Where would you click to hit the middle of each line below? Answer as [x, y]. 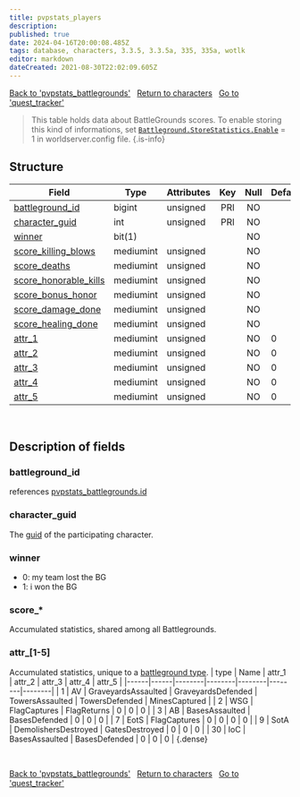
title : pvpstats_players [55, 17]
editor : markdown [42, 59]
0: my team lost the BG [64, 577]
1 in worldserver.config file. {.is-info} [98, 139]
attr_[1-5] [30, 653]
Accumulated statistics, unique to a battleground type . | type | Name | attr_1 [148, 672]
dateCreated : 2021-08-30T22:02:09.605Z [83, 68]
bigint [125, 207]
